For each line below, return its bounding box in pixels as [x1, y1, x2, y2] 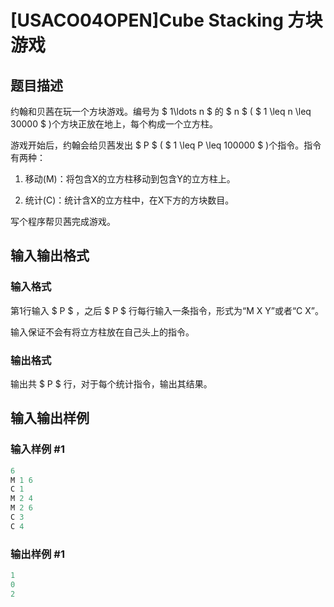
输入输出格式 [10, 247, 90, 265]
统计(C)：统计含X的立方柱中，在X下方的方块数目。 [24, 194, 235, 206]
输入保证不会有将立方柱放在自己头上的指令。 [10, 326, 195, 338]
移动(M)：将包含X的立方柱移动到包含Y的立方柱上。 [24, 173, 236, 185]
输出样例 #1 [10, 547, 65, 561]
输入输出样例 [10, 410, 90, 427]
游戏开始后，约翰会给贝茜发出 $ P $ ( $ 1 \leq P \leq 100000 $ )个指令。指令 [10, 139, 322, 151]
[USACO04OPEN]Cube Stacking [10, 9, 284, 32]
